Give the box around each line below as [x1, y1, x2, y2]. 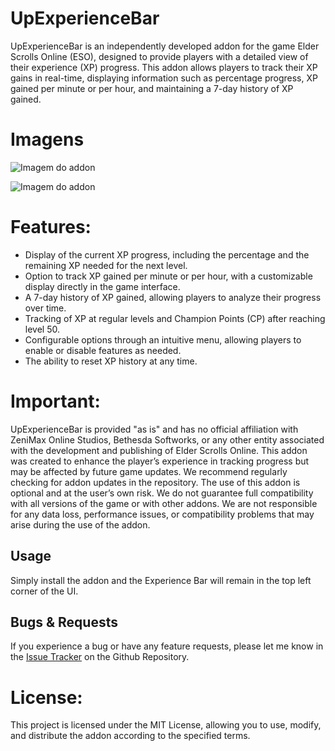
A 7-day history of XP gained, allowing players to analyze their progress [24, 291, 322, 303]
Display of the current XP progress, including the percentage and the [24, 248, 310, 261]
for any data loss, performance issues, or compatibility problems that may [10, 508, 315, 520]
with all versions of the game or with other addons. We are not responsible [10, 497, 318, 509]
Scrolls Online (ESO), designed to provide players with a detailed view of [10, 50, 309, 62]
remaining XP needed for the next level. [24, 259, 188, 271]
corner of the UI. [10, 585, 79, 597]
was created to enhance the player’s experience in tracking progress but [10, 455, 310, 467]
